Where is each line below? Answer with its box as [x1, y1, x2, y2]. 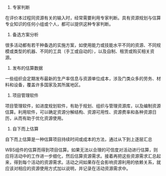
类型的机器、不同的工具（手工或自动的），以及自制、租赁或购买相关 [13, 49, 150, 54]
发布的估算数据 [12, 65, 43, 71]
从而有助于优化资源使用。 [13, 116, 66, 121]
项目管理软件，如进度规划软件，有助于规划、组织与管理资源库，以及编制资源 [5, 103, 161, 109]
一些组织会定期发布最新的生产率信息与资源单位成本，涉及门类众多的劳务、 [5, 76, 157, 81]
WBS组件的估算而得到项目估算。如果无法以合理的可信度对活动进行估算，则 [5, 147, 158, 153]
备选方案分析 [12, 32, 39, 37]
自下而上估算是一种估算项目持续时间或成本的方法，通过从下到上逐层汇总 [5, 136, 152, 142]
